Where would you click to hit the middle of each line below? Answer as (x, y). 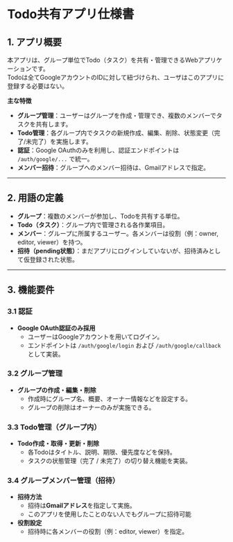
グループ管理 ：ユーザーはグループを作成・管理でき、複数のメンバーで (117, 116)
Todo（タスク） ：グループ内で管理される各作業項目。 (93, 225)
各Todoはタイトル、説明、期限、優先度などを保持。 (102, 452)
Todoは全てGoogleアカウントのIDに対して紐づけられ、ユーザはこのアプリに (115, 77)
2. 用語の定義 (35, 198)
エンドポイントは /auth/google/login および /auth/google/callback (124, 345)
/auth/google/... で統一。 (55, 159)
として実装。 (46, 354)
